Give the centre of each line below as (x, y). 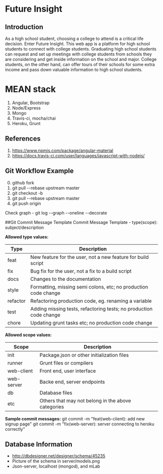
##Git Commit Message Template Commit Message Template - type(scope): (81, 222)
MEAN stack (31, 89)
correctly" (15, 429)
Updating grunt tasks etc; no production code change (91, 323)
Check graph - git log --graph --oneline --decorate (56, 213)
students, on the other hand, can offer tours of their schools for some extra (80, 64)
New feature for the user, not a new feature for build (90, 257)
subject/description (24, 227)
